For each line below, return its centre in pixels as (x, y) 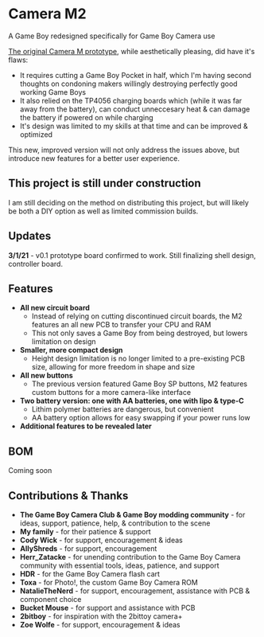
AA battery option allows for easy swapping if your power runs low (141, 418)
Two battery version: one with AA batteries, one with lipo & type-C (132, 401)
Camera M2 (47, 14)
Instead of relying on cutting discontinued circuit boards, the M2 (137, 316)
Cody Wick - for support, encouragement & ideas (101, 540)
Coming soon (30, 471)
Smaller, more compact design (71, 350)
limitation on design (64, 342)
